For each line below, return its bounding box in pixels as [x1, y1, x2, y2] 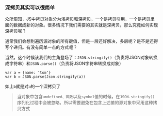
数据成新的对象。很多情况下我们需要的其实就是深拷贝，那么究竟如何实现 [13, 22, 158, 28]
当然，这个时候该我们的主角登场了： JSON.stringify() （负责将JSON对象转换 [5, 54, 158, 61]
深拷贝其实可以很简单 [5, 4, 55, 11]
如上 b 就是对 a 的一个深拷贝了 [5, 83, 61, 90]
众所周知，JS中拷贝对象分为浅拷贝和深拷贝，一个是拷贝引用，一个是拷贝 [5, 16, 150, 22]
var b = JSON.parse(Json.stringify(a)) [5, 75, 86, 79]
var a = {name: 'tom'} [5, 70, 51, 75]
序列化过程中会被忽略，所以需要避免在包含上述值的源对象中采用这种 [16, 100, 153, 105]
